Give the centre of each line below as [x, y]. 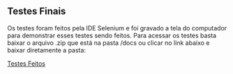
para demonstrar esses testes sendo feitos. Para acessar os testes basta [112, 35]
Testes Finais [37, 11]
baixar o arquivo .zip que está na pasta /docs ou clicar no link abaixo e [109, 43]
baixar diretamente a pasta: [46, 50]
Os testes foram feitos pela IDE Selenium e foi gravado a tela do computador [117, 28]
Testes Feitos [26, 63]
